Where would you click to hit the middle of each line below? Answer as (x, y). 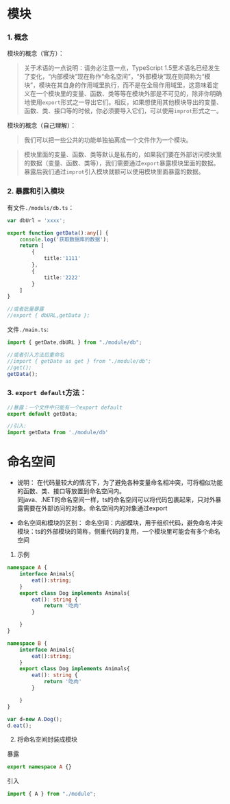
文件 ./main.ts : (28, 329)
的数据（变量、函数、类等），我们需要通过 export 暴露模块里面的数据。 (122, 163)
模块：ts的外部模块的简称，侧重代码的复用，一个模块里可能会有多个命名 (118, 532)
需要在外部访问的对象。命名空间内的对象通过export (95, 508)
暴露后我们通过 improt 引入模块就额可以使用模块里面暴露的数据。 (114, 172)
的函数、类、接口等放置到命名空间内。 (71, 491)
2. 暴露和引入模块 (36, 191)
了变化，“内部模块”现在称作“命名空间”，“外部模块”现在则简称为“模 (117, 77)
